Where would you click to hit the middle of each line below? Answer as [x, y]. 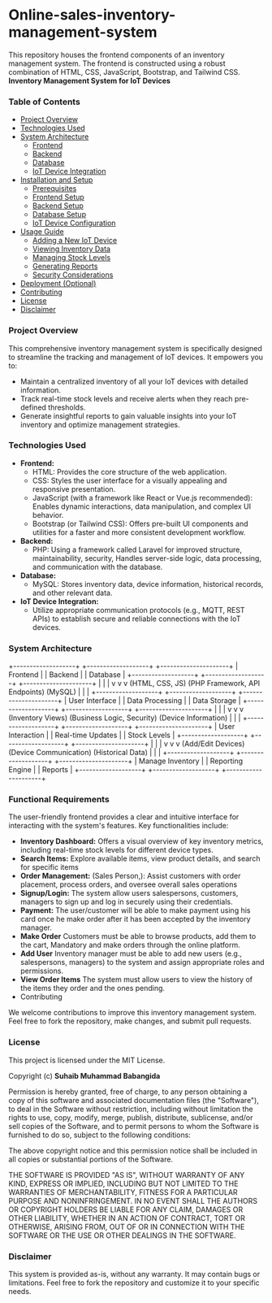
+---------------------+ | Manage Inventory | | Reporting [149, 761]
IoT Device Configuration [74, 223]
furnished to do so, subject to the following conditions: [99, 1135]
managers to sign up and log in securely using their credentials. [126, 902]
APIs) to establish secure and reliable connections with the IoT [136, 619]
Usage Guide [42, 232]
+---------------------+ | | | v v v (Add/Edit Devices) [158, 744]
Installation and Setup [56, 180]
